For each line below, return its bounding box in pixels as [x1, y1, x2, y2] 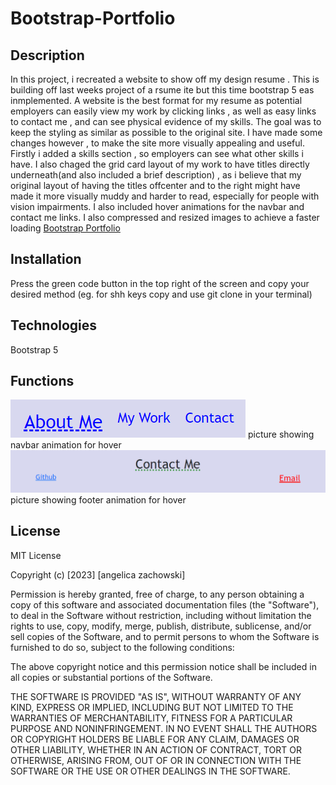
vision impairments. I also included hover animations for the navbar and [10, 201, 305, 212]
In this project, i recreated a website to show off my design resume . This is [10, 73, 320, 85]
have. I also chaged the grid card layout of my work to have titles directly [10, 158, 310, 170]
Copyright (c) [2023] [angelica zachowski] [10, 568, 186, 581]
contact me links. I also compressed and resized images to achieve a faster [10, 212, 320, 223]
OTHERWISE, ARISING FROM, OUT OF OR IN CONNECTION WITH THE [10, 754, 302, 766]
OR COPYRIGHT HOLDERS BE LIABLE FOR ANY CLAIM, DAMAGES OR [10, 733, 300, 745]
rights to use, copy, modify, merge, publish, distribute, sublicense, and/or [10, 620, 312, 632]
